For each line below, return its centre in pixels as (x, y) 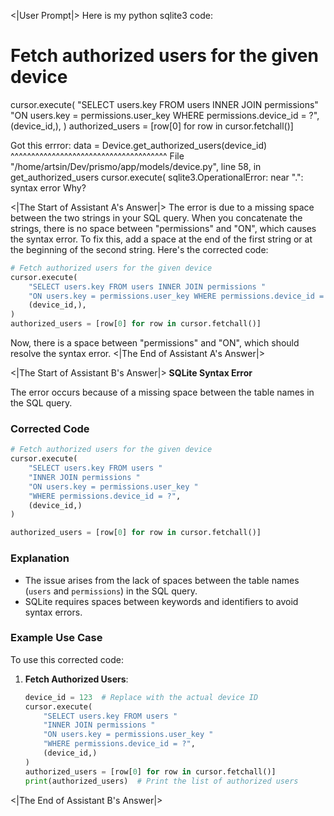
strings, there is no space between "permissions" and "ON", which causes (163, 228)
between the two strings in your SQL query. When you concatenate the (156, 217)
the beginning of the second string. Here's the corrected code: (139, 249)
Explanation (40, 558)
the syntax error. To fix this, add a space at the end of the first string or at (161, 239)
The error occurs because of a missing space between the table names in (162, 392)
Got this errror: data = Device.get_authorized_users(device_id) (139, 145)
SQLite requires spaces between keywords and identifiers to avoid (161, 601)
